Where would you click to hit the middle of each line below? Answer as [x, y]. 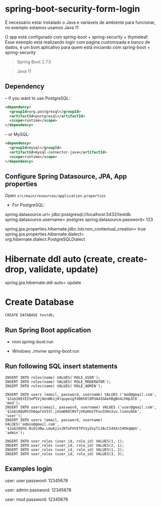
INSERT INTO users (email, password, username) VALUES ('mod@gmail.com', [81, 394]
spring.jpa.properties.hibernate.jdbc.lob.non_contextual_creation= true [75, 229]
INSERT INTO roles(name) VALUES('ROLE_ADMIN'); [54, 386]
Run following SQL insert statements [61, 367]
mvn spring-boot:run [33, 342]
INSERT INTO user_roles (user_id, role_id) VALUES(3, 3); [65, 454]
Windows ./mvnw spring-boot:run [46, 351]
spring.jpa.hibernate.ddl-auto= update [43, 283]
